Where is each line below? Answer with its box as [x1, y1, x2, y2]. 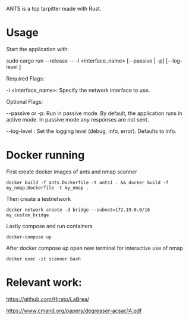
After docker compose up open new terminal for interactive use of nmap [6, 244, 183, 251]
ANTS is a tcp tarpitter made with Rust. [6, 5, 102, 12]
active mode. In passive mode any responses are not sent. [6, 116, 149, 123]
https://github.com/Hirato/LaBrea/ [6, 295, 89, 303]
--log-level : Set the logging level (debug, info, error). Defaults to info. [6, 128, 177, 135]
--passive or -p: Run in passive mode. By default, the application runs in [6, 110, 182, 117]
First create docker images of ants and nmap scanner [6, 168, 138, 175]
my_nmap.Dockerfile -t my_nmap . [6, 185, 89, 191]
